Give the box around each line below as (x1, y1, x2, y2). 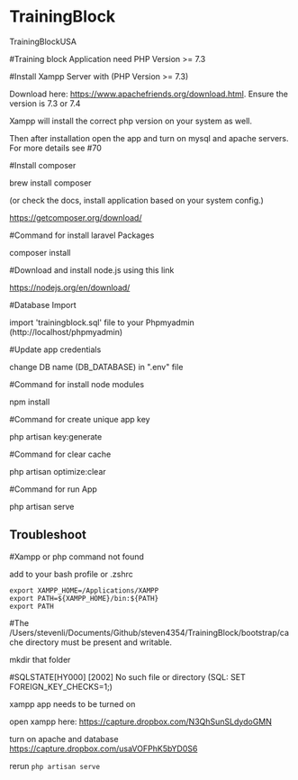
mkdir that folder (9, 654, 71, 665)
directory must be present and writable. (25, 637, 173, 648)
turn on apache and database (9, 733, 119, 744)
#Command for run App (9, 484, 97, 494)
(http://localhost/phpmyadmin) (9, 326, 123, 337)
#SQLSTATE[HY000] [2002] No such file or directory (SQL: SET (9, 671, 246, 682)
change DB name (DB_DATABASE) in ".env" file (9, 361, 184, 372)
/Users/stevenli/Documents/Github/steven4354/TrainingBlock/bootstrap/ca (9, 627, 290, 638)
